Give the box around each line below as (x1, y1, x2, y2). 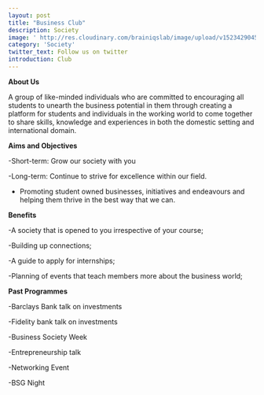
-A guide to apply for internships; (8, 256, 115, 265)
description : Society (8, 26, 79, 34)
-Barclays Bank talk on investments (8, 301, 123, 311)
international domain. (8, 125, 77, 135)
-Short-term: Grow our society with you (8, 156, 136, 165)
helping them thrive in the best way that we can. (19, 194, 175, 205)
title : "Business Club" (8, 19, 86, 27)
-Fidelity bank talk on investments (8, 316, 118, 327)
